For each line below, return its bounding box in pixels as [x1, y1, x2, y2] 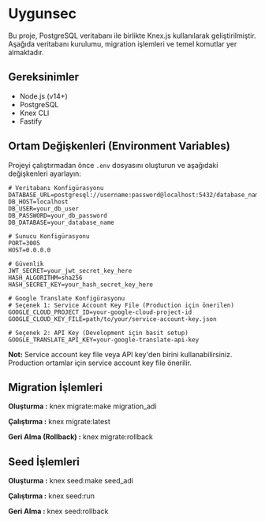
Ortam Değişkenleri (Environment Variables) [8, 140, 230, 153]
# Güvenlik [8, 259, 44, 268]
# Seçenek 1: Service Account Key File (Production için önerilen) [8, 301, 235, 309]
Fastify [19, 116, 42, 126]
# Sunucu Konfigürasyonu [8, 232, 90, 240]
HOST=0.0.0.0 [8, 246, 51, 254]
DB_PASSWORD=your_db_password [8, 211, 108, 219]
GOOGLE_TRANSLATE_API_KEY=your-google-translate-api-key [8, 336, 200, 344]
